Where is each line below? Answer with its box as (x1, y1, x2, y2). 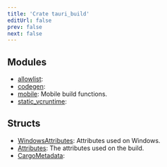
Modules (7, 56, 47, 68)
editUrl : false (7, 17, 52, 24)
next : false (7, 30, 42, 37)
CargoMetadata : (17, 151, 66, 159)
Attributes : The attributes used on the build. (17, 144, 144, 152)
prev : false (7, 23, 42, 30)
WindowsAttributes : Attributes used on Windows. (17, 136, 161, 144)
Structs (7, 118, 41, 130)
